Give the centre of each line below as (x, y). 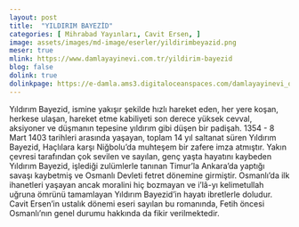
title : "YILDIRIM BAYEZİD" (61, 26)
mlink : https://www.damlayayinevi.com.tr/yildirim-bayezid (121, 59)
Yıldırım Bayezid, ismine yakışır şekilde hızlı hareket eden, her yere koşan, (144, 109)
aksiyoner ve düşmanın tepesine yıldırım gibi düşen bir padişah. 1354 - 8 (142, 128)
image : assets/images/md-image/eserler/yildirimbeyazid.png (123, 42)
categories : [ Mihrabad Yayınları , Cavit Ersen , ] (105, 34)
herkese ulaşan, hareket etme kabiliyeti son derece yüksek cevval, (131, 118)
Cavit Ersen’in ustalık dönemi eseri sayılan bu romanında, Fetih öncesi (137, 203)
